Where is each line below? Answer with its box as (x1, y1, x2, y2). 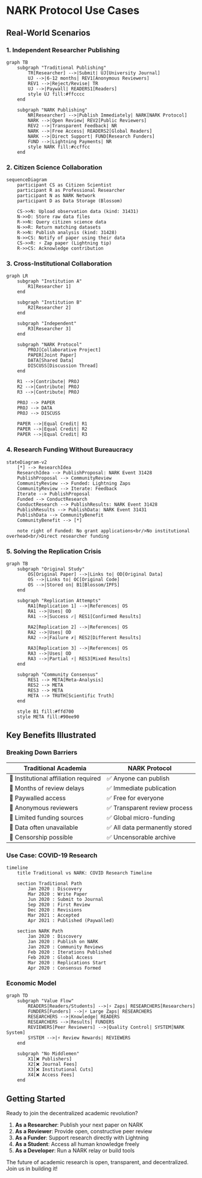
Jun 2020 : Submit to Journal (28, 897, 104, 903)
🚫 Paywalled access (9, 794, 66, 802)
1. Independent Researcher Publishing (6, 46, 120, 54)
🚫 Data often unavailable (9, 823, 78, 832)
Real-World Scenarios (6, 28, 90, 38)
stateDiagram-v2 (6, 459, 47, 465)
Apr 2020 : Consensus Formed (28, 965, 101, 972)
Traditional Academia (24, 764, 87, 772)
